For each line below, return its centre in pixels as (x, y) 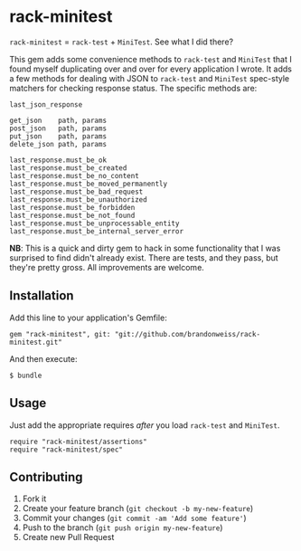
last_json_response (46, 104)
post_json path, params (58, 128)
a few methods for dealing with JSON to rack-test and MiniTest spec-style (150, 78)
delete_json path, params (58, 144)
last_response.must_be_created (68, 168)
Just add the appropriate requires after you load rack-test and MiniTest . (145, 425)
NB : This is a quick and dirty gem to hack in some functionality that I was (145, 248)
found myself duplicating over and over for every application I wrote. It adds (150, 69)
